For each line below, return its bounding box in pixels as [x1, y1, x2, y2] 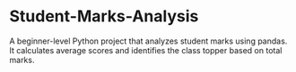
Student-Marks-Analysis [9, 6, 199, 27]
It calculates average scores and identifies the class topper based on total [9, 44, 283, 55]
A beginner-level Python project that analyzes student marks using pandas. [9, 36, 288, 46]
